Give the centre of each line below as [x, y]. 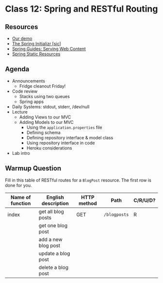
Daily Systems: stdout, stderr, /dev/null [51, 107]
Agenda [17, 69]
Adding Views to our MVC [45, 117]
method [88, 203]
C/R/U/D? [144, 200]
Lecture [20, 112]
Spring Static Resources [36, 54]
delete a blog [54, 267]
